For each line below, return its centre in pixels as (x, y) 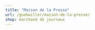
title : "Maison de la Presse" (38, 10)
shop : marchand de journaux (35, 19)
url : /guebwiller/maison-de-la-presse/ (48, 15)
